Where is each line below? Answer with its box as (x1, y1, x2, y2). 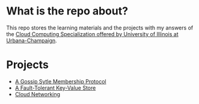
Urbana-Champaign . (6, 37, 57, 44)
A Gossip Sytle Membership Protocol (14, 78, 106, 85)
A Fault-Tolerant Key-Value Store (14, 84, 96, 91)
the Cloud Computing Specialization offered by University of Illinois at (6, 30, 179, 37)
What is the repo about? (6, 4, 128, 18)
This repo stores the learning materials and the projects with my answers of (6, 24, 194, 31)
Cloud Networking (14, 90, 61, 97)
